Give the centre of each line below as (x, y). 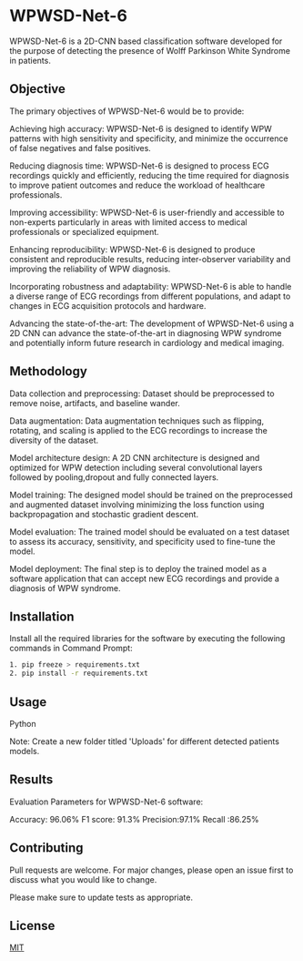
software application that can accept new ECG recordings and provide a (145, 578)
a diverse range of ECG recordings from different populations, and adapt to (150, 296)
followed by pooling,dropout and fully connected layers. (114, 477)
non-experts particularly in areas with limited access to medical (128, 222)
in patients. (30, 60)
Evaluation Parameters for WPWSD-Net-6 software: (106, 802)
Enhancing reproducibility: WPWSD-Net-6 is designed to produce (132, 249)
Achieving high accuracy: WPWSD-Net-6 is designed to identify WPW (141, 128)
